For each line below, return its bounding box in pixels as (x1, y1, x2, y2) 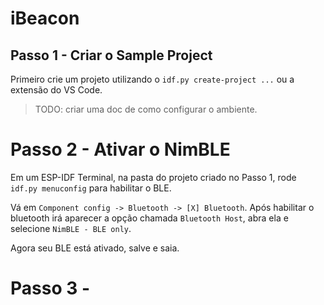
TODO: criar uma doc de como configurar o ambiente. (34, 103, 258, 115)
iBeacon (10, 7, 80, 30)
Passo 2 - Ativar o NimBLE (10, 138, 231, 161)
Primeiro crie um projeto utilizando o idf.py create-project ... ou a (10, 73, 295, 85)
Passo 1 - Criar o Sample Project (10, 47, 213, 64)
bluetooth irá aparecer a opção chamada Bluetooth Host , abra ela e (10, 212, 289, 224)
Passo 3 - (10, 277, 91, 300)
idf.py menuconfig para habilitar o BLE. (10, 182, 172, 194)
